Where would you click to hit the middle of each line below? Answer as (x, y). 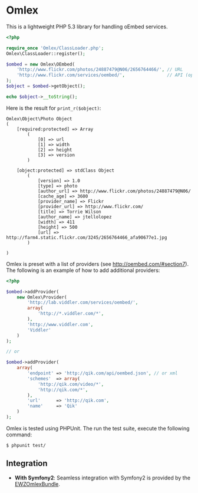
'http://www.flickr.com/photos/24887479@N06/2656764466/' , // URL (100, 70)
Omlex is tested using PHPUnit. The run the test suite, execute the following (98, 428)
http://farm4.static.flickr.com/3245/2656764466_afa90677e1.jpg (87, 237)
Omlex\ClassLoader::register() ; (46, 54)
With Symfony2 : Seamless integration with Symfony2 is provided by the (102, 478)
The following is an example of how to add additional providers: (83, 270)
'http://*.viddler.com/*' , (71, 314)
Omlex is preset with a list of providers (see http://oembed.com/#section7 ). (98, 264)
